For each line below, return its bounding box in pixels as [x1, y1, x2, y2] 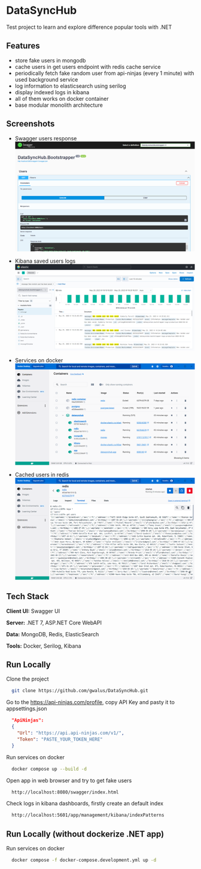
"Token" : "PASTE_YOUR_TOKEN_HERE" [17, 736, 103, 742]
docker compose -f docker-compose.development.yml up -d [11, 857, 157, 864]
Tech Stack [6, 591, 49, 602]
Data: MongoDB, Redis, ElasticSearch [6, 630, 99, 638]
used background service [14, 76, 78, 83]
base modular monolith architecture [14, 101, 103, 109]
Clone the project [6, 675, 49, 682]
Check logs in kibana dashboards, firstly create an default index [6, 800, 163, 807]
